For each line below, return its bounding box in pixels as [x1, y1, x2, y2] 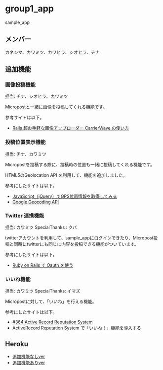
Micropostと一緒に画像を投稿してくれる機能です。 [5, 104, 108, 110]
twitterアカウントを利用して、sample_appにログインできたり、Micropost [5, 235, 154, 241]
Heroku [5, 340, 29, 348]
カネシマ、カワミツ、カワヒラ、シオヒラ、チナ [5, 49, 100, 55]
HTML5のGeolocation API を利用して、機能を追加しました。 [5, 172, 127, 178]
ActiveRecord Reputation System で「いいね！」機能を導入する [12, 325, 142, 331]
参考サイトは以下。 [5, 115, 44, 121]
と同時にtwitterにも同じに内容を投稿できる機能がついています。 [9, 241, 139, 247]
